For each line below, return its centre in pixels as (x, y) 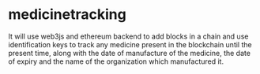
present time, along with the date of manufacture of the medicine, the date (130, 53)
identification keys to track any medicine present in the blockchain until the (130, 44)
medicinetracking (67, 15)
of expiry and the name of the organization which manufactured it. (116, 61)
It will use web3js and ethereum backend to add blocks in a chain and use (128, 36)
